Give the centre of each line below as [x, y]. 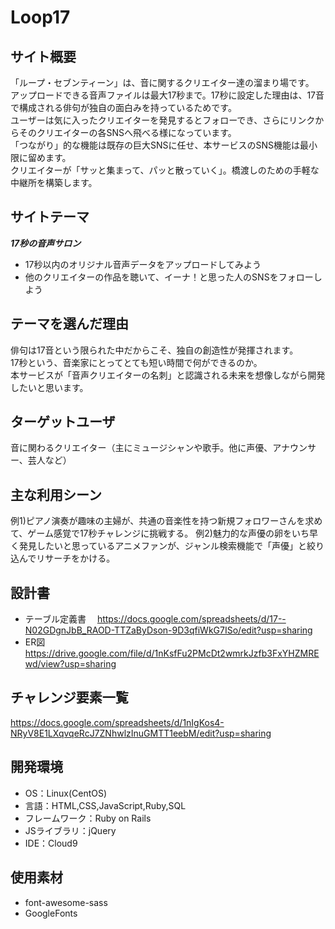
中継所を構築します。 [54, 182]
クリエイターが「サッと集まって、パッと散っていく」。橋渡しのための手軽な [165, 170]
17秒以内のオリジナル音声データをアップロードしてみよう [143, 264]
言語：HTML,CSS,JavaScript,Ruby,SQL [105, 805]
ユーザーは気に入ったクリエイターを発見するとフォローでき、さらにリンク [163, 120]
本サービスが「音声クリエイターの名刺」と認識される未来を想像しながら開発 [168, 375]
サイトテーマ [50, 217]
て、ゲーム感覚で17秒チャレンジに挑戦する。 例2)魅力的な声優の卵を [151, 533]
